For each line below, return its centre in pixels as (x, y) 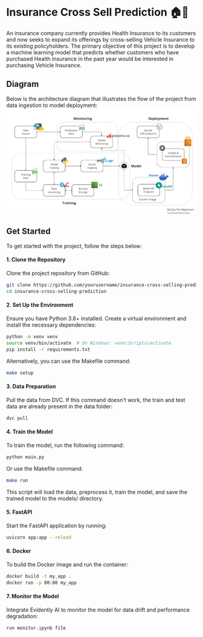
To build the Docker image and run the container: (67, 564)
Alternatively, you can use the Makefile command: (69, 361)
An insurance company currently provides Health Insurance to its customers (101, 33)
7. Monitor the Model (33, 597)
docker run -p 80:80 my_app (42, 583)
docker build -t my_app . (39, 576)
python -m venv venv (32, 337)
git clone (19, 285)
